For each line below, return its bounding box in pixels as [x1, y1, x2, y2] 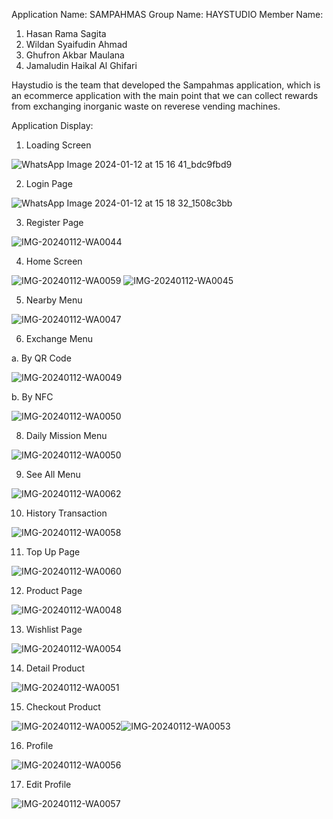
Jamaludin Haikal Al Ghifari [25, 60, 138, 71]
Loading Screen [25, 139, 92, 151]
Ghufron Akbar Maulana [25, 49, 125, 61]
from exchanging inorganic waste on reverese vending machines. [11, 100, 281, 112]
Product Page [25, 585, 83, 596]
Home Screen [25, 255, 83, 267]
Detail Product [25, 662, 86, 674]
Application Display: [11, 120, 94, 131]
